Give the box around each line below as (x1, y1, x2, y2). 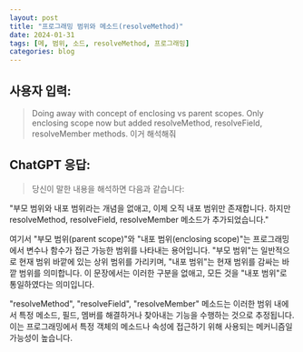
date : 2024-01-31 (9, 30, 75, 39)
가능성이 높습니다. (9, 332, 73, 343)
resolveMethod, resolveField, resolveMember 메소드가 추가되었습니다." (9, 214, 269, 225)
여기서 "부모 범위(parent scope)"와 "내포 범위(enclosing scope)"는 (9, 233, 251, 244)
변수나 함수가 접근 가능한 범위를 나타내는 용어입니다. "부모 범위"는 (25, 245, 259, 256)
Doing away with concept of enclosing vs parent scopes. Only (31, 107, 265, 118)
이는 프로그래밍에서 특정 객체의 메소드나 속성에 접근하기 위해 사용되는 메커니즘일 (9, 320, 293, 332)
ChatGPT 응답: (9, 157, 91, 173)
